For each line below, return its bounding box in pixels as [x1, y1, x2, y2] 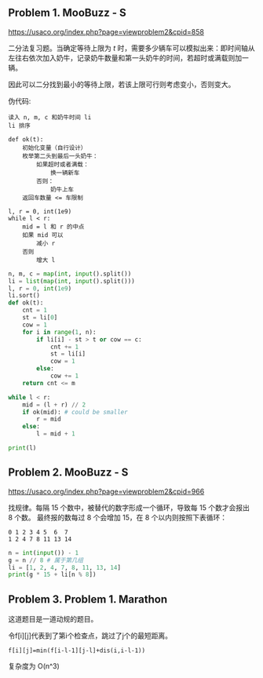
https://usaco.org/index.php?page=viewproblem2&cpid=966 [8, 487, 205, 496]
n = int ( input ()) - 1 [8, 549, 79, 556]
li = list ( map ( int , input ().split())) [8, 277, 135, 285]
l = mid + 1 [36, 430, 76, 438]
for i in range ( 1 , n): [22, 328, 97, 336]
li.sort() [8, 292, 41, 300]
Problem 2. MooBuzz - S [8, 466, 129, 479]
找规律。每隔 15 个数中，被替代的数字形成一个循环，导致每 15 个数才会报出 [8, 502, 250, 512]
